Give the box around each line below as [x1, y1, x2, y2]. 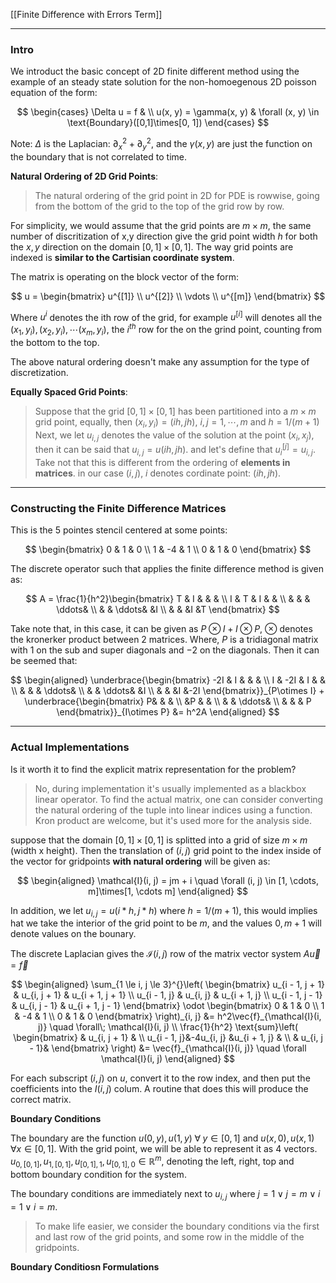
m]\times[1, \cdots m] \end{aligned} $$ [88, 885, 248, 897]
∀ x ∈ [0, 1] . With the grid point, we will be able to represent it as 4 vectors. [10, 1143, 318, 1155]
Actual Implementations [10, 740, 130, 754]
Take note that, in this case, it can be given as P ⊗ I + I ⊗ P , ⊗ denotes [10, 623, 313, 635]
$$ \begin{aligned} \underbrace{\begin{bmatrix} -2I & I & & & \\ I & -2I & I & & [10, 674, 326, 686]
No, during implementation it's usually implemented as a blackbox [34, 782, 307, 794]
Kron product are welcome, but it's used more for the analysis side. [34, 814, 313, 826]
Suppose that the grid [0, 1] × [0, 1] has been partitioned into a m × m [34, 405, 317, 417]
